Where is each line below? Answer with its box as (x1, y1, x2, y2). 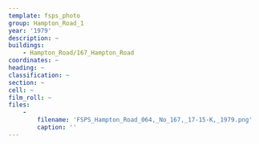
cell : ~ (8, 86, 34, 94)
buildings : (8, 42, 45, 50)
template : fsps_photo (8, 11, 81, 20)
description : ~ (8, 34, 59, 42)
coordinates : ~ (8, 57, 59, 65)
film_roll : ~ (8, 94, 52, 102)
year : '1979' (8, 26, 52, 34)
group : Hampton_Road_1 (8, 19, 84, 27)
